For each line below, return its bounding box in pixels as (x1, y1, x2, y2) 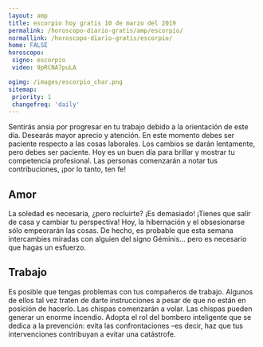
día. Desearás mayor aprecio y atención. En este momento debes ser (8, 131, 235, 140)
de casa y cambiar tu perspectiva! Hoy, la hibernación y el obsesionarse (8, 217, 245, 227)
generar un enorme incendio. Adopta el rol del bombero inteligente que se (8, 312, 252, 321)
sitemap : (8, 85, 37, 93)
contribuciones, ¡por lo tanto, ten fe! (8, 164, 126, 174)
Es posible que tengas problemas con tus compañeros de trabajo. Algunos (8, 286, 253, 296)
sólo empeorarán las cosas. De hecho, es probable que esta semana (8, 226, 234, 235)
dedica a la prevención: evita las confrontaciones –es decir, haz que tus (8, 321, 243, 330)
